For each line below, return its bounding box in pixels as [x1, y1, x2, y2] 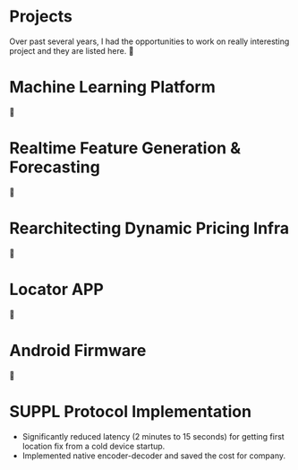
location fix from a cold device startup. [21, 440, 166, 451]
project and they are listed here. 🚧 [9, 45, 134, 56]
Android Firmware [9, 340, 147, 361]
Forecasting [9, 157, 100, 178]
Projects [9, 6, 73, 27]
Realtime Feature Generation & [9, 138, 242, 159]
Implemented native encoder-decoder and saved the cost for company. [21, 450, 286, 461]
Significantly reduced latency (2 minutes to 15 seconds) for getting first [21, 431, 285, 441]
